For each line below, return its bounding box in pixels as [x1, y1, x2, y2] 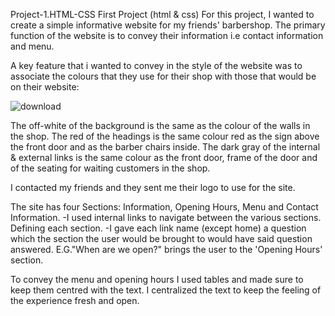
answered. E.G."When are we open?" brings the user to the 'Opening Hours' [10, 244, 323, 255]
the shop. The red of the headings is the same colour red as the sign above [10, 130, 320, 142]
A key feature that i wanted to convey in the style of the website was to [10, 60, 303, 71]
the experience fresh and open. [10, 295, 140, 306]
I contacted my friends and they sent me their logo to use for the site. [10, 182, 296, 193]
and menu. [10, 40, 55, 52]
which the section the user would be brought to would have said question [10, 233, 313, 244]
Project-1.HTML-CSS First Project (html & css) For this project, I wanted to [10, 9, 315, 20]
